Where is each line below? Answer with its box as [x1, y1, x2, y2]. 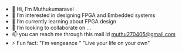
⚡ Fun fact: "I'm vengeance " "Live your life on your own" [11, 40, 150, 46]
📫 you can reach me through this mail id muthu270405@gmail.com [11, 31, 176, 37]
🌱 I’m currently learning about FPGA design [11, 18, 116, 25]
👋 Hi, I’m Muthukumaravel [11, 6, 75, 12]
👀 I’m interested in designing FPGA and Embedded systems [11, 12, 156, 19]
